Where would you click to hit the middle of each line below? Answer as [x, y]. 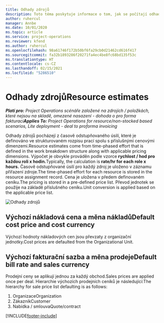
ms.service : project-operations [38, 37]
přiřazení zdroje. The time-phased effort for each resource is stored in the [79, 171]
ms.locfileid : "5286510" [31, 73]
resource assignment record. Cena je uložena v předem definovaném [75, 177]
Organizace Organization [37, 296]
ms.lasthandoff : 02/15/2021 [34, 69]
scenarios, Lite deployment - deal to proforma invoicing [61, 126]
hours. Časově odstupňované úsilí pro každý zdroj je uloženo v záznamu [79, 167]
